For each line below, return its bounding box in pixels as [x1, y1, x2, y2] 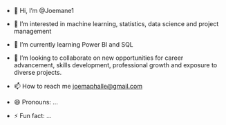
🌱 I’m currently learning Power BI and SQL [13, 41, 133, 48]
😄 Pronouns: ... [13, 98, 59, 106]
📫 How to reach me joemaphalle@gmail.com [13, 82, 143, 90]
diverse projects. [13, 69, 62, 76]
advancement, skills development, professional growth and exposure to [13, 61, 218, 69]
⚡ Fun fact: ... [13, 112, 52, 120]
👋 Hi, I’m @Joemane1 [13, 7, 74, 14]
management [13, 27, 52, 35]
